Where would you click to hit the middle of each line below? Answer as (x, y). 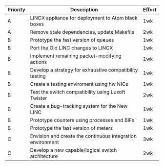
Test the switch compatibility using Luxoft (78, 92)
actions (39, 62)
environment (45, 142)
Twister (39, 98)
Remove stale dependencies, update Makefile (82, 32)
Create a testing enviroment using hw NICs (79, 84)
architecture (44, 156)
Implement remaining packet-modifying (76, 56)
